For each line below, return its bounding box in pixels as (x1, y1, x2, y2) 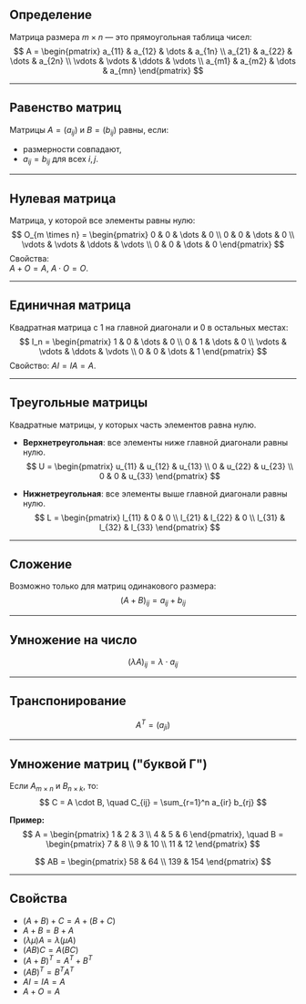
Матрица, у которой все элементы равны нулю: (9, 215, 196, 226)
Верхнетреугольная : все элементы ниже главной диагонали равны (22, 436, 289, 447)
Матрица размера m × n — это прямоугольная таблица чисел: (9, 31, 252, 42)
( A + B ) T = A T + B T (22, 954, 93, 967)
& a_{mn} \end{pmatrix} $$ (102, 65, 204, 76)
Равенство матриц (9, 100, 122, 116)
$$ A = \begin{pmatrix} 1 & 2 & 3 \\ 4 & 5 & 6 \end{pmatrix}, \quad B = (22, 828, 284, 839)
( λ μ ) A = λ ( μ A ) (22, 934, 76, 946)
